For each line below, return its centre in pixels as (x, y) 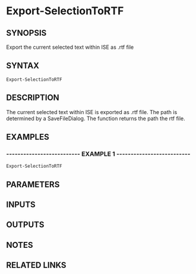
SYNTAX (23, 66)
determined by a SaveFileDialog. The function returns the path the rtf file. (96, 118)
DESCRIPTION (33, 98)
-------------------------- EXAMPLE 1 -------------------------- (98, 154)
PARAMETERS (33, 185)
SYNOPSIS (26, 33)
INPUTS (21, 205)
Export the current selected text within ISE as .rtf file (70, 47)
